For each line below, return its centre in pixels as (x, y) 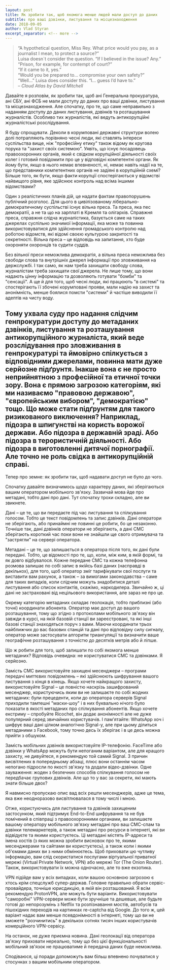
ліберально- (126, 202)
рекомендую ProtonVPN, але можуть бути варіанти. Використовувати (81, 893)
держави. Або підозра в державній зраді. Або (82, 433)
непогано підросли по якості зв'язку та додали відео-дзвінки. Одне (78, 767)
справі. (17, 464)
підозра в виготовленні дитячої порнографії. (80, 449)
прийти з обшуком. (26, 735)
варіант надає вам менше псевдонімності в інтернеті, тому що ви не (80, 915)
